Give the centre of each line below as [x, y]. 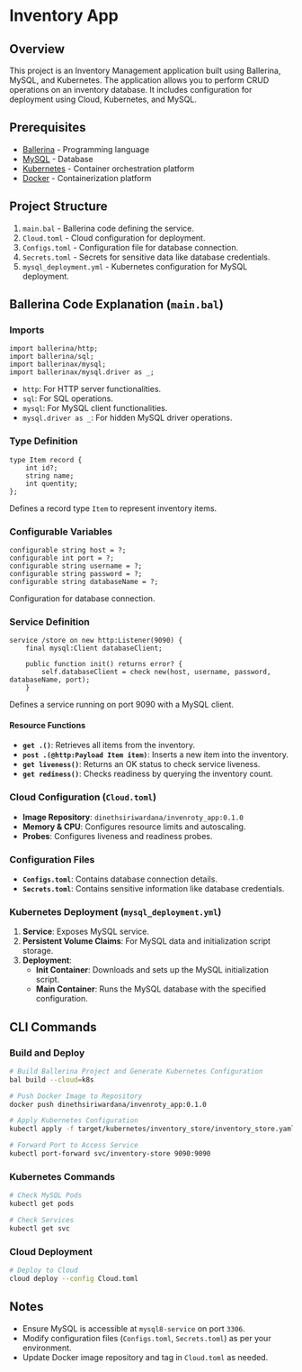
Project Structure [58, 207]
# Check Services [42, 1221]
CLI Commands [53, 1027]
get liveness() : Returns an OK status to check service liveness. [141, 764]
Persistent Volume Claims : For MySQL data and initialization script [147, 941]
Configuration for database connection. [82, 598]
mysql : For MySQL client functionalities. [95, 408]
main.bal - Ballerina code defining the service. [108, 228]
